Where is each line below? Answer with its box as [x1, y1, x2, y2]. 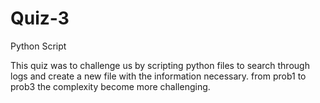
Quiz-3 [10, 7, 70, 30]
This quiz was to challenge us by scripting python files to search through [10, 59, 310, 71]
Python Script [10, 40, 67, 52]
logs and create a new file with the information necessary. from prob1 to [10, 70, 307, 82]
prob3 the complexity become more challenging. [10, 80, 211, 92]
